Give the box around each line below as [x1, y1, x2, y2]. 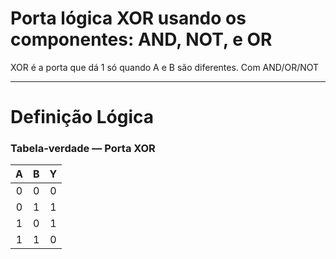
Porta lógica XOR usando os [10, 7, 247, 30]
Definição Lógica [10, 106, 154, 129]
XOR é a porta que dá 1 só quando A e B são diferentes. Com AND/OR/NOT [10, 61, 320, 73]
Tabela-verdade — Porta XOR [10, 142, 156, 156]
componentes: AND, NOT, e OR [10, 28, 273, 51]
